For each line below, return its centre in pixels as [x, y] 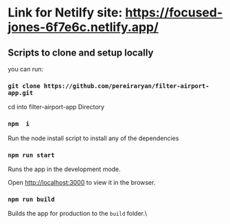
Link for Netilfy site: [65, 13]
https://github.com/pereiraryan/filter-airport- [126, 86]
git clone [24, 86]
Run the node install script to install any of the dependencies [93, 138]
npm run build [31, 199]
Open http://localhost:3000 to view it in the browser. [82, 182]
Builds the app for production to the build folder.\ [78, 214]
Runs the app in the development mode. [64, 169]
